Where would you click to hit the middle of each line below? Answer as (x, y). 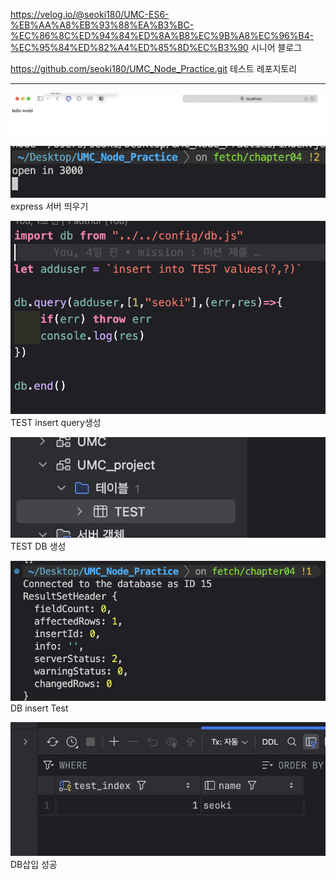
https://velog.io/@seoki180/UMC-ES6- (90, 14)
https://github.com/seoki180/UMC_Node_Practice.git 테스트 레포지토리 (154, 68)
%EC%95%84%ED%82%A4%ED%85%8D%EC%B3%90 (129, 47)
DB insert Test (39, 708)
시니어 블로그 (276, 47)
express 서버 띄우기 (49, 206)
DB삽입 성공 (34, 865)
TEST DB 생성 (38, 546)
